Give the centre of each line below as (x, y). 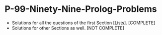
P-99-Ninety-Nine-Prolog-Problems (81, 9)
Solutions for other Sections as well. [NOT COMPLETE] (68, 28)
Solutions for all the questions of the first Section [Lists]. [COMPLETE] (83, 23)
